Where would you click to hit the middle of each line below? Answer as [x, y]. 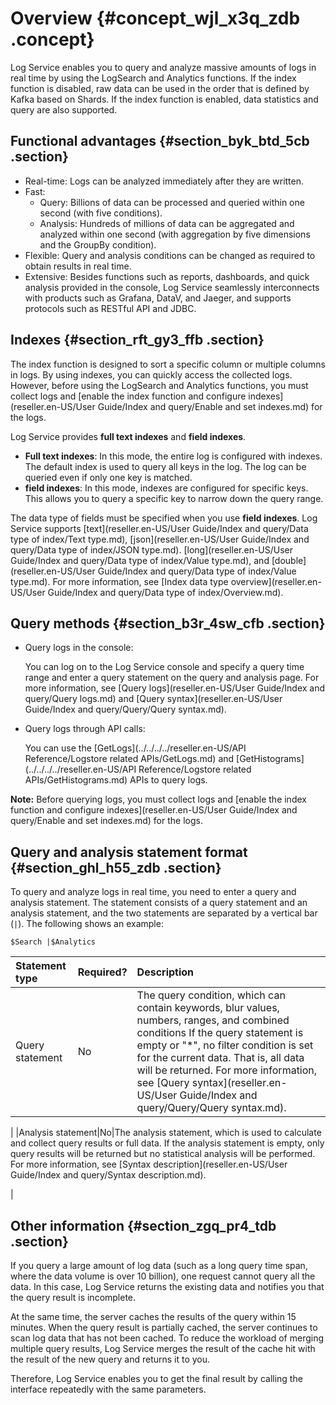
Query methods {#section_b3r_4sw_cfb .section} [168, 623]
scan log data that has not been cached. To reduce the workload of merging [167, 1338]
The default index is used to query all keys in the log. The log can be [165, 466]
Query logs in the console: [79, 648]
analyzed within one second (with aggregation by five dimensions [175, 234]
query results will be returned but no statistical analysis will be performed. [163, 1154]
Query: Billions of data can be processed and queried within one [172, 202]
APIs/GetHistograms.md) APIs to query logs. [116, 780]
